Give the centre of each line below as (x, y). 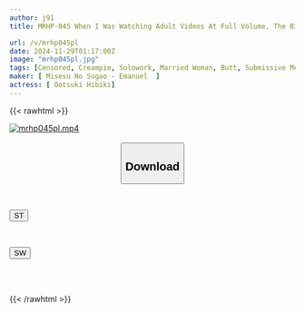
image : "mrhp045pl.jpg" (54, 60)
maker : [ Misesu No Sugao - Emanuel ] (85, 77)
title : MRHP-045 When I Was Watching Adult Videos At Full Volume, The (148, 26)
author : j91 (32, 18)
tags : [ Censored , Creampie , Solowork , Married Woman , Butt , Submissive (148, 68)
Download (152, 166)
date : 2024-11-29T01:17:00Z (63, 51)
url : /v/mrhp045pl (44, 43)
